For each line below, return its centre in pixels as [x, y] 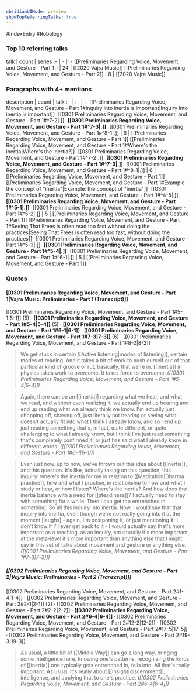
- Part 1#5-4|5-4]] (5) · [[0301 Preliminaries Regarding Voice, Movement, [96, 324]
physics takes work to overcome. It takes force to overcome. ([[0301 [102, 373]
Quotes [17, 279]
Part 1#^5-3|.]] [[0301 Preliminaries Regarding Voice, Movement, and [92, 245]
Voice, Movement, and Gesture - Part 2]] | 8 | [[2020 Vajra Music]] [86, 74]
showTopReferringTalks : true [41, 17]
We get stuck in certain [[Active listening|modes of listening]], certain [104, 354]
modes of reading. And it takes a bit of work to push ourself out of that [105, 361]
